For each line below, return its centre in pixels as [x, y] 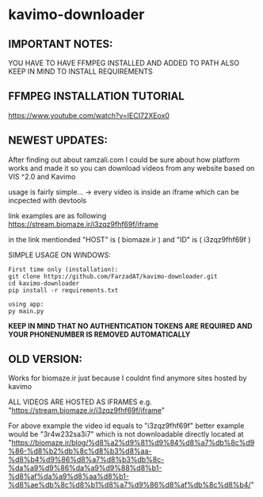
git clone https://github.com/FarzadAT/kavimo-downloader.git [113, 276]
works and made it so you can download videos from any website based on [131, 168]
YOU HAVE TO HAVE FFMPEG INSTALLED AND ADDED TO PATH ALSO [124, 63]
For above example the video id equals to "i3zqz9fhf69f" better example [126, 426]
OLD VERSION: [46, 359]
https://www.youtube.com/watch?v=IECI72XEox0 [89, 115]
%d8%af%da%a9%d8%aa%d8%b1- [69, 476]
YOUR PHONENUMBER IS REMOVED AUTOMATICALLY [99, 334]
